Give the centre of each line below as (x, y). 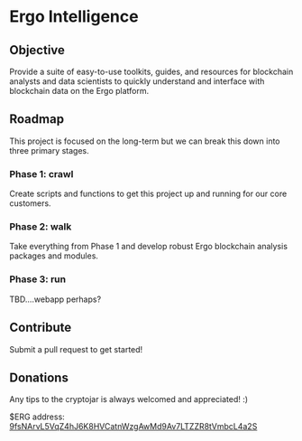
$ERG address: (37, 417)
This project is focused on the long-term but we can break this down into (145, 141)
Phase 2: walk (41, 227)
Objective (37, 50)
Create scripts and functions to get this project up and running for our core (148, 194)
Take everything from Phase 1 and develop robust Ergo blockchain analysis (149, 247)
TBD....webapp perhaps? (55, 299)
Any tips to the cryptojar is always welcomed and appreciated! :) (129, 399)
